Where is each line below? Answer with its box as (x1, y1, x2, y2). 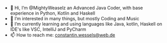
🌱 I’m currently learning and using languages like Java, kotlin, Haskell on (10, 21, 162, 27)
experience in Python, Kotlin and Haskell (10, 10, 96, 16)
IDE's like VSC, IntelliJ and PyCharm (10, 26, 86, 32)
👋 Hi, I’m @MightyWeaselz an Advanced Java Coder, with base (10, 5, 143, 11)
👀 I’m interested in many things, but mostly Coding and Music (10, 16, 139, 21)
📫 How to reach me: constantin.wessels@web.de (10, 32, 115, 38)
